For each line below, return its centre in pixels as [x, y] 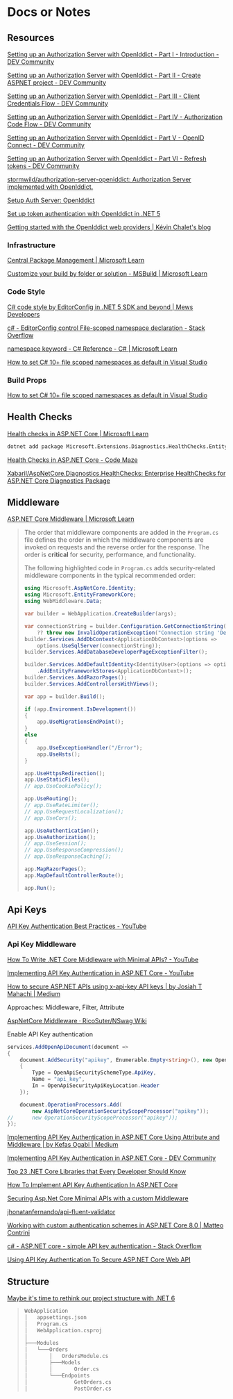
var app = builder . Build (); [64, 696]
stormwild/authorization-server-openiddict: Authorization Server [100, 179]
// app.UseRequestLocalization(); [74, 811]
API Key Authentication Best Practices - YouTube [77, 926]
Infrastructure [32, 245]
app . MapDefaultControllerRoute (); [74, 875]
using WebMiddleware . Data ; [63, 602]
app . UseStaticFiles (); [57, 780]
